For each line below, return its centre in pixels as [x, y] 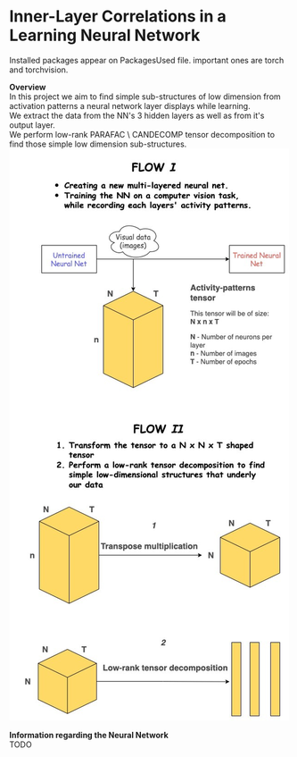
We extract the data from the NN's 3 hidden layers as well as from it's [137, 115]
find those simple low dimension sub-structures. [98, 144]
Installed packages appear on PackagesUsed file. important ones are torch [147, 60]
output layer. [32, 125]
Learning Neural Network [105, 35]
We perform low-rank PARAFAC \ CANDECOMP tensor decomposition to [142, 134]
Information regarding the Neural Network [89, 735]
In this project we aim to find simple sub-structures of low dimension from [145, 97]
